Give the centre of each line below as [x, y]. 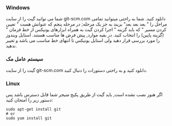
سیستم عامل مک [25, 59]
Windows [18, 8]
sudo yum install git [29, 118]
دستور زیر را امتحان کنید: [29, 100]
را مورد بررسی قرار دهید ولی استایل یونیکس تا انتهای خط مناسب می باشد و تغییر [83, 40]
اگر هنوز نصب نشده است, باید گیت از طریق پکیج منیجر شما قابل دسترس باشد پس [84, 94]
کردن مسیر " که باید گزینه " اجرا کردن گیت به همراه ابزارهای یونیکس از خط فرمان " [86, 30]
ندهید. [12, 46]
